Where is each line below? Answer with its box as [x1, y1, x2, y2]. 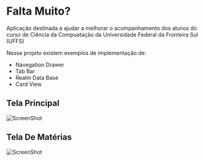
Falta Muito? [6, 4, 71, 18]
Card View [15, 80, 42, 88]
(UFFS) [6, 37, 25, 45]
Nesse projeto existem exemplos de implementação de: [6, 49, 147, 56]
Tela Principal [6, 98, 60, 109]
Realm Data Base [15, 74, 59, 81]
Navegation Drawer [15, 61, 64, 68]
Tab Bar [15, 67, 36, 74]
